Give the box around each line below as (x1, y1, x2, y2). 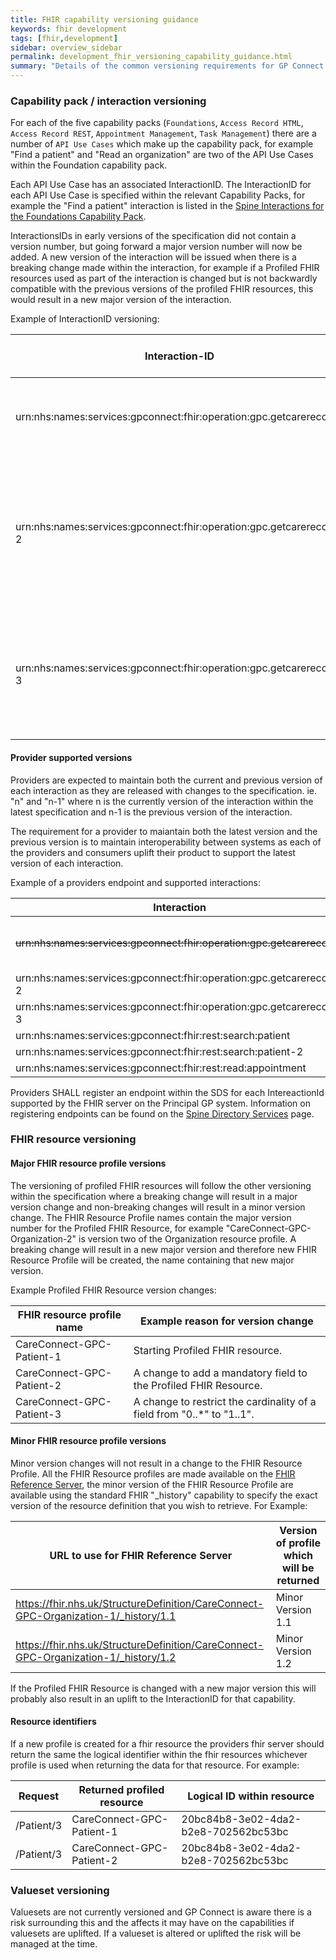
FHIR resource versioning (10, 1132, 137, 1146)
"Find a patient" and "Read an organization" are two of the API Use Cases (10, 149, 314, 161)
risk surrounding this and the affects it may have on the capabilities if (10, 1917, 295, 1929)
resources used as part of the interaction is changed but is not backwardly (10, 272, 318, 285)
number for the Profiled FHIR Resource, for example (10, 1222, 224, 1234)
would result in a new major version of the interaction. (10, 294, 232, 306)
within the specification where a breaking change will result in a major (10, 1190, 298, 1202)
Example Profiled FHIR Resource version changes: (10, 1284, 217, 1296)
